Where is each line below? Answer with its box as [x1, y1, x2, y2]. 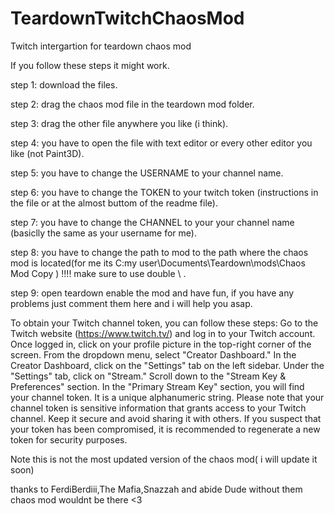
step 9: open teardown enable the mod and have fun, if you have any [10, 287, 295, 299]
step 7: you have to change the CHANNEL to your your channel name [10, 216, 295, 228]
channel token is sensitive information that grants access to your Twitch [10, 402, 307, 414]
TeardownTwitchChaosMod [10, 7, 245, 30]
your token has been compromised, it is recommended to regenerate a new [10, 423, 321, 435]
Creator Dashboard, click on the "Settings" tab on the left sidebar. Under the [10, 359, 325, 371]
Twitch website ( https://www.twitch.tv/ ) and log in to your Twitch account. [10, 327, 316, 339]
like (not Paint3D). [10, 147, 85, 159]
